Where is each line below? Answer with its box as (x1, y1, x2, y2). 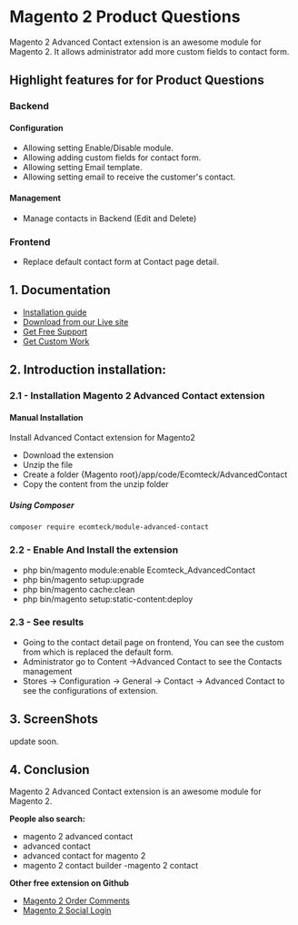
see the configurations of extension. (22, 685, 159, 696)
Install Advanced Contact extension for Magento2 (9, 432, 195, 443)
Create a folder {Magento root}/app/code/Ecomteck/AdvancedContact (22, 469, 288, 480)
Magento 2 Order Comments (22, 895, 130, 907)
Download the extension (22, 450, 114, 461)
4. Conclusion (9, 762, 90, 778)
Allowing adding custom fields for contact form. (22, 152, 202, 163)
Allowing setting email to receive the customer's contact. (22, 171, 236, 183)
